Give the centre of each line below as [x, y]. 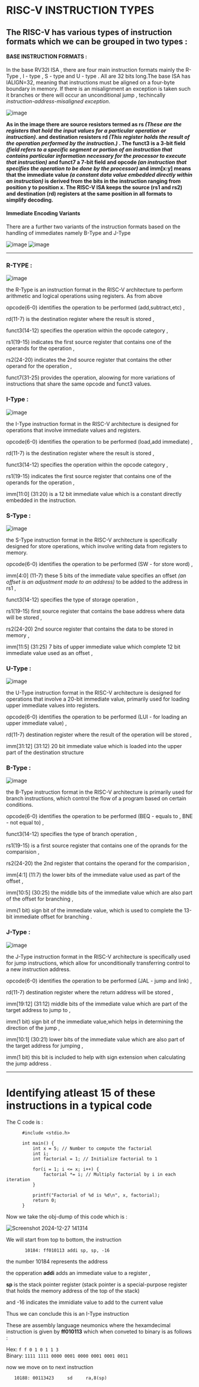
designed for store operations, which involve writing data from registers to [97, 546]
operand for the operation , [39, 366]
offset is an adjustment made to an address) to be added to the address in [97, 581]
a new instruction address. [38, 969]
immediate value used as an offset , [49, 653]
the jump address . [29, 1063]
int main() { [38, 1143]
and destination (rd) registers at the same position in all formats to [89, 193]
